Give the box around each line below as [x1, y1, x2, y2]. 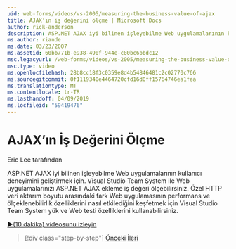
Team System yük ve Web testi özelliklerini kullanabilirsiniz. [7, 206, 179, 215]
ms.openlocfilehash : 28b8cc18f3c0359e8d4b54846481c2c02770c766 [7, 69, 197, 76]
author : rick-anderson [7, 23, 74, 30]
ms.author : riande [7, 37, 61, 44]
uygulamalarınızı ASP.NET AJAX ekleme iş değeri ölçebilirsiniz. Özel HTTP [7, 184, 223, 192]
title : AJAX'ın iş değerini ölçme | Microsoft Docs [7, 17, 162, 24]
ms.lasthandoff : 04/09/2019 [7, 96, 90, 103]
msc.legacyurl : [7, 56, 52, 63]
